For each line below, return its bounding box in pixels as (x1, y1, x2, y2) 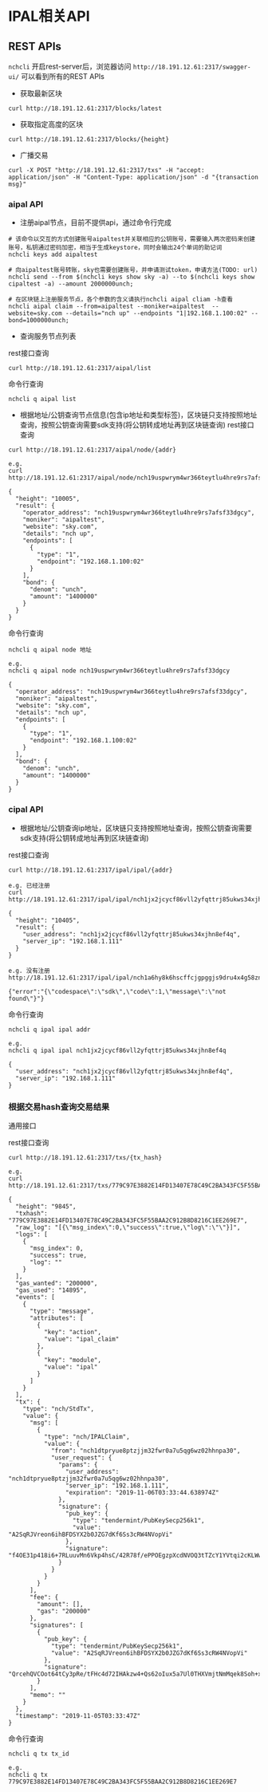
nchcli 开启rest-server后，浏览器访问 (8, 61, 132, 71)
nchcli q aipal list (8, 396, 77, 404)
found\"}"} (8, 994, 45, 1002)
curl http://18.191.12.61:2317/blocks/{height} (8, 136, 170, 144)
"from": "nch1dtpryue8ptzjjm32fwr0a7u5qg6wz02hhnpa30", (50, 1447, 241, 1455)
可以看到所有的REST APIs (21, 72, 105, 81)
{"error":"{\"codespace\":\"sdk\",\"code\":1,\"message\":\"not (8, 987, 227, 995)
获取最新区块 (19, 89, 62, 98)
